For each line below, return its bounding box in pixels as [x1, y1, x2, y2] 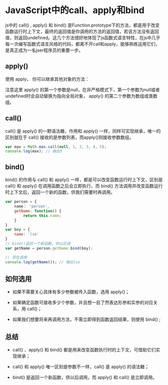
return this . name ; [23, 213, 62, 218]
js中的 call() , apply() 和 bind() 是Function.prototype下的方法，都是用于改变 [5, 22, 160, 28]
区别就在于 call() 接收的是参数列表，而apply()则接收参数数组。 [5, 134, 134, 140]
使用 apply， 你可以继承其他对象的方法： [5, 76, 90, 82]
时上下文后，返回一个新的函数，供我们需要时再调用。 [5, 189, 115, 196]
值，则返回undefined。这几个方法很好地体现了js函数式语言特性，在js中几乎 [5, 35, 160, 41]
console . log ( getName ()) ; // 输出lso [5, 259, 80, 265]
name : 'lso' [14, 232, 39, 237]
